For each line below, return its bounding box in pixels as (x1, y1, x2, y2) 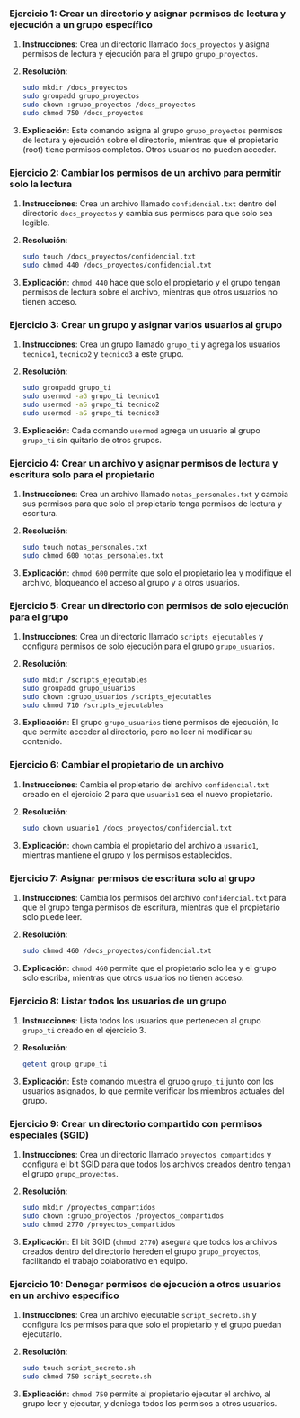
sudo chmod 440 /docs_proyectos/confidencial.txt (22, 260, 213, 269)
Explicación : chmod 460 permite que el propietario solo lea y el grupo (22, 962, 277, 973)
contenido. (22, 736, 63, 747)
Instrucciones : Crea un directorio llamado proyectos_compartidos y (22, 1150, 272, 1160)
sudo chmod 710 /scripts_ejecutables (22, 701, 164, 710)
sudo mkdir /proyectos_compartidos (22, 1204, 156, 1213)
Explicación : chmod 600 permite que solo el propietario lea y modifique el (22, 567, 292, 578)
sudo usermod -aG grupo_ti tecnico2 (22, 400, 160, 409)
